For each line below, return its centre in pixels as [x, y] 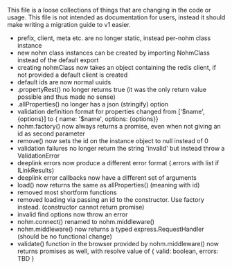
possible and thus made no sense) [66, 97]
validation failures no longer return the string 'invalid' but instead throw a [121, 148]
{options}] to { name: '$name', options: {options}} [88, 119]
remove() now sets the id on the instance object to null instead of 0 [113, 141]
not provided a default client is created [72, 75]
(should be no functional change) [65, 236]
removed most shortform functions [67, 192]
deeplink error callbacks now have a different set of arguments [107, 178]
